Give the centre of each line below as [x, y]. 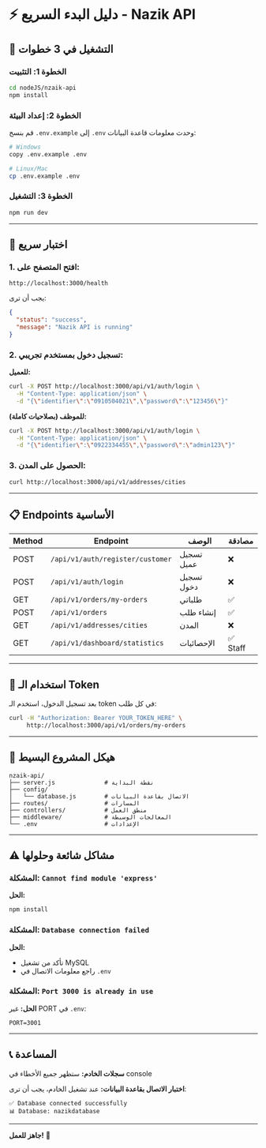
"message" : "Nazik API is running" [75, 328]
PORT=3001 [25, 1022]
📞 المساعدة [33, 1054]
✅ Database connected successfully [68, 1103]
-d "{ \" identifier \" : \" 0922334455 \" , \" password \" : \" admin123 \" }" [126, 445]
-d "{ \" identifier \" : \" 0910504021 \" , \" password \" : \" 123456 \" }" [122, 401]
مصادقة [241, 541]
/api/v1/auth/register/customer [111, 559]
